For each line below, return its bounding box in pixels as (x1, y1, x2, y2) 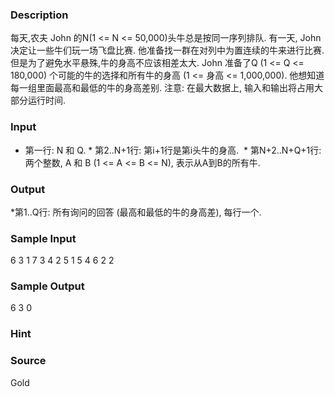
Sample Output (10, 279, 85, 293)
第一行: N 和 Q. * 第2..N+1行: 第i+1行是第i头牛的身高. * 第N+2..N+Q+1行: (24, 144, 322, 156)
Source (10, 354, 47, 368)
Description (10, 8, 69, 22)
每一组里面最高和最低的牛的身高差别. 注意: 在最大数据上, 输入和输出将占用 (10, 82, 315, 94)
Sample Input (10, 231, 77, 245)
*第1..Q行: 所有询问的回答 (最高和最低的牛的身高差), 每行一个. (10, 206, 262, 218)
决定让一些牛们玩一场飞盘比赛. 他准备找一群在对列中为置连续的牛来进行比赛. (10, 44, 325, 57)
